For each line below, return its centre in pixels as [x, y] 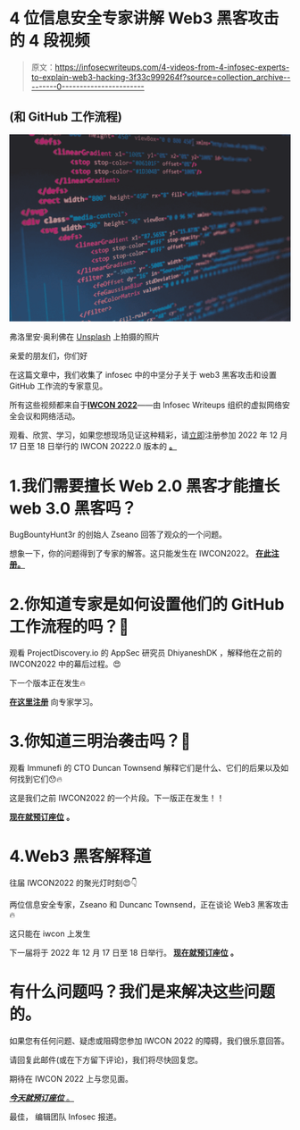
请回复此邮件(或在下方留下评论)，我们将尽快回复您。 [106, 1060]
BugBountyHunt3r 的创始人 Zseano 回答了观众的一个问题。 [118, 535]
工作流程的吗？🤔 [69, 627]
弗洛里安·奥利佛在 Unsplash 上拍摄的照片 [85, 337]
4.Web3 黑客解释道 [80, 856]
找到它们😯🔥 [39, 779]
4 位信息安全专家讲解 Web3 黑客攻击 [144, 18]
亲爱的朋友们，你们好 [48, 356]
